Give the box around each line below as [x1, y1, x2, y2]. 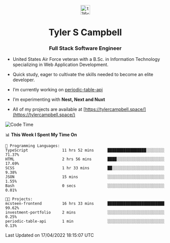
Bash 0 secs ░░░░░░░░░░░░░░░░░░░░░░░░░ [5, 183, 165, 189]
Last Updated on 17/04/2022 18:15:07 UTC [5, 232, 94, 238]
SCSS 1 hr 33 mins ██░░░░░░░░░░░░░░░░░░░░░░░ [5, 165, 165, 171]
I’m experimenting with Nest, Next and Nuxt [12, 96, 106, 102]
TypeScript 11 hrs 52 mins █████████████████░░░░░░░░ [5, 148, 165, 153]
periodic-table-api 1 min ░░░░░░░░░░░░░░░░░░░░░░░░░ [5, 219, 165, 224]
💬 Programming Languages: [5, 144, 60, 149]
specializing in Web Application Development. [12, 61, 109, 68]
